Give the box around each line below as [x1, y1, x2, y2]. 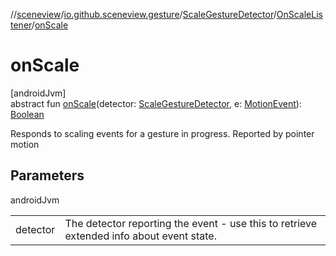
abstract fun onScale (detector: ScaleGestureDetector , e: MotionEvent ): [10, 97, 302, 109]
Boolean [10, 108, 45, 120]
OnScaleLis [276, 9, 323, 20]
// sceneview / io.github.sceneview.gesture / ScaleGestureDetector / [10, 9, 277, 20]
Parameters [10, 167, 85, 184]
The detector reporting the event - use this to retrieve [64, 216, 318, 230]
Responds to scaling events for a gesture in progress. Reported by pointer [10, 127, 315, 139]
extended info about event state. [64, 229, 217, 243]
